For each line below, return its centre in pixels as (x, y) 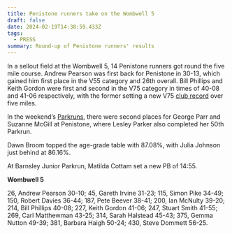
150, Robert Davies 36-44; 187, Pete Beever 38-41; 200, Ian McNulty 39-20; (116, 200)
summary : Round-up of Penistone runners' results (81, 46)
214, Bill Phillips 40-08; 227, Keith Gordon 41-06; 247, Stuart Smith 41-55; (113, 208)
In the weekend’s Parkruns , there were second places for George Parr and (114, 117)
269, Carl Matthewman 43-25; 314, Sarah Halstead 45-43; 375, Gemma (110, 215)
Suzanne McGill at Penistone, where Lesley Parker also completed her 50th (116, 124)
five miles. (22, 103)
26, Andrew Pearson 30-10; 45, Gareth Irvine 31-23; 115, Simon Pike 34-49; (115, 193)
